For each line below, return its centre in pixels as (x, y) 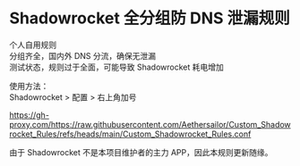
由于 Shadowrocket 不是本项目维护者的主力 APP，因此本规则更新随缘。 (141, 152)
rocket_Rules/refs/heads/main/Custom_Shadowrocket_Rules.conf (130, 134)
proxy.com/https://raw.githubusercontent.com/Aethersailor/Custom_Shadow (150, 124)
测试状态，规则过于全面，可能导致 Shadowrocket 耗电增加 (116, 67)
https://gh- (29, 115)
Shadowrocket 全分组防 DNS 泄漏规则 (150, 18)
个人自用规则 (33, 45)
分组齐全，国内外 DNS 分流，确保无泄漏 (83, 55)
